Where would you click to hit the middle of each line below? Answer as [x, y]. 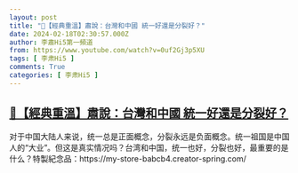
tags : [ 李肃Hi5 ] [42, 59]
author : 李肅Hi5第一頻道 [51, 42]
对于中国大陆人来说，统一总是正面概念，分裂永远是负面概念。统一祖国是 [141, 136]
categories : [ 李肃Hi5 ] [54, 75]
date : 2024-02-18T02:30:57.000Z [69, 34]
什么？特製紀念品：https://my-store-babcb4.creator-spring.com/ [128, 158]
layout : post [33, 17]
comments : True [37, 67]
